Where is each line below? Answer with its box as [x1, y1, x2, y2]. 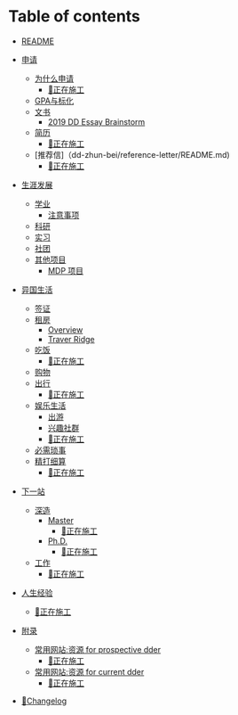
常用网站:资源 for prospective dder [34, 644, 162, 654]
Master [47, 514, 75, 525]
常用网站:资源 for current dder [34, 666, 145, 677]
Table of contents [8, 6, 141, 27]
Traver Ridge [47, 333, 95, 344]
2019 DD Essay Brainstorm [47, 116, 146, 127]
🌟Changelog [20, 695, 67, 706]
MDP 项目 [47, 265, 84, 275]
